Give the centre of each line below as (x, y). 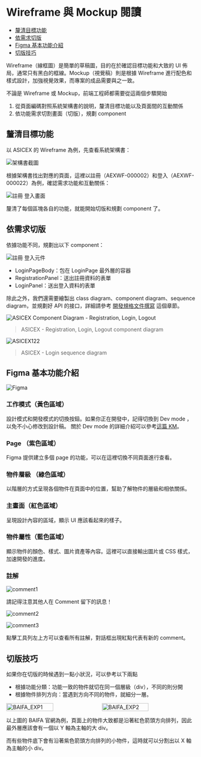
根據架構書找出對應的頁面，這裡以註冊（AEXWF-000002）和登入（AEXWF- (100, 175)
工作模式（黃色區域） (37, 404)
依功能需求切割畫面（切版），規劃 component (70, 113)
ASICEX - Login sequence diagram (64, 353)
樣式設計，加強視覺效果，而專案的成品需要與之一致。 (72, 80)
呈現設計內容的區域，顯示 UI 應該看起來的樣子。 (66, 520)
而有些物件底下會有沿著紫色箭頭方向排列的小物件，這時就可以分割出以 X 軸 (99, 740)
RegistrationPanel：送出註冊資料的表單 (63, 278)
